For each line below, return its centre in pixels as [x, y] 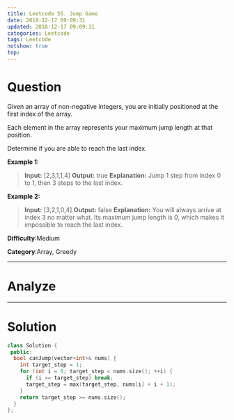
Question [34, 87]
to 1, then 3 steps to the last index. [73, 183]
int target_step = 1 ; [51, 365]
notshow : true [28, 46]
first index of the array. [40, 114]
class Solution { [32, 345]
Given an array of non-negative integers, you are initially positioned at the [113, 106]
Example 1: [23, 162]
